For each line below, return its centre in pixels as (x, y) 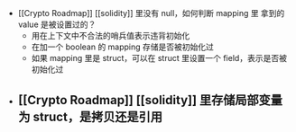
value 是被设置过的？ (57, 24)
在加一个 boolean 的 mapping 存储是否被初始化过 (123, 47)
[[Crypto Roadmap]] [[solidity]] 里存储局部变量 (150, 100)
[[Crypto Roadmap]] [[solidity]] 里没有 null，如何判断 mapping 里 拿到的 (151, 13)
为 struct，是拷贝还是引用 (90, 117)
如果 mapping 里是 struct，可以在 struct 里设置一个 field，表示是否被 (159, 58)
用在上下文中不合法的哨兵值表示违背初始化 (111, 35)
